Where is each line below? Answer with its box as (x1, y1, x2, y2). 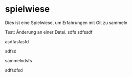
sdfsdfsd (5, 67, 23, 73)
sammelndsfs (5, 57, 32, 63)
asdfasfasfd (5, 38, 29, 45)
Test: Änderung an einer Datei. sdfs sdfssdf (5, 29, 93, 35)
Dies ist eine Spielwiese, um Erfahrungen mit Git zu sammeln (5, 20, 128, 26)
